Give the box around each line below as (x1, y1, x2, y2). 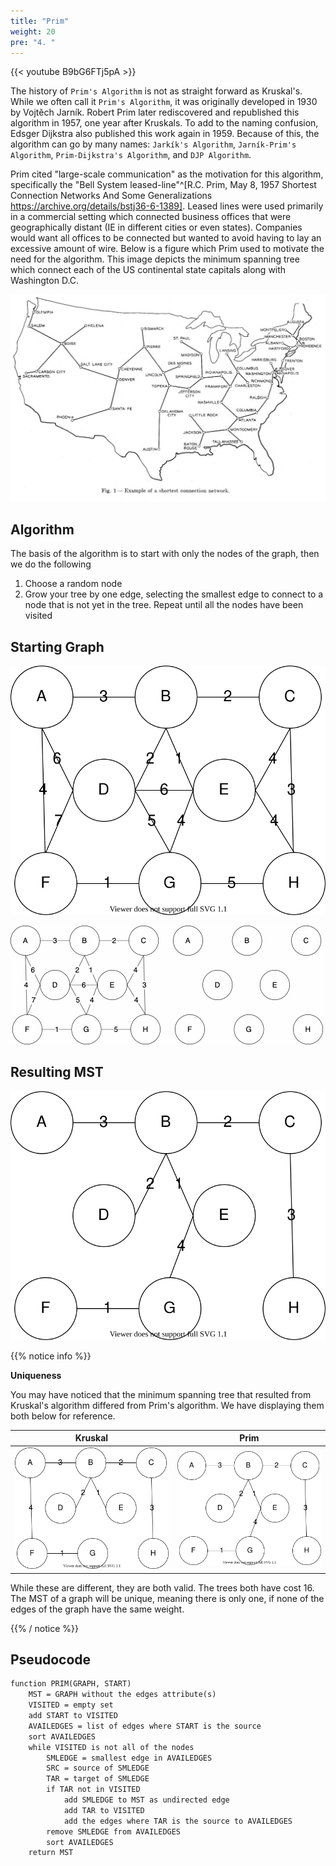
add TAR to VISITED (63, 1805, 145, 1815)
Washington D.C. (10, 275, 80, 287)
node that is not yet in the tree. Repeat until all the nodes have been (24, 599, 304, 611)
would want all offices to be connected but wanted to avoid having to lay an (10, 232, 322, 244)
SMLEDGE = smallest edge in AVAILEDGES (46, 1753, 213, 1763)
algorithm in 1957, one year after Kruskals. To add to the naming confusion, (10, 117, 319, 129)
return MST (28, 1848, 74, 1858)
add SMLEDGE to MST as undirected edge (63, 1795, 230, 1805)
